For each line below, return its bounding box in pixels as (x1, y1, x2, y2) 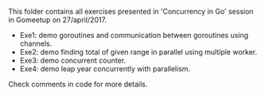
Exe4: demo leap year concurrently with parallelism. (19, 64, 191, 74)
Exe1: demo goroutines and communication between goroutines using (19, 31, 249, 40)
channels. (19, 39, 53, 48)
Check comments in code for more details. (8, 79, 148, 89)
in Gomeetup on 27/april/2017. (8, 15, 107, 25)
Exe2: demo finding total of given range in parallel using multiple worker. (19, 47, 258, 56)
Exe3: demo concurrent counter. (19, 55, 127, 65)
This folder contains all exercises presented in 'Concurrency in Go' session (8, 7, 254, 16)
